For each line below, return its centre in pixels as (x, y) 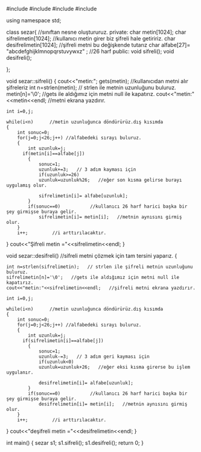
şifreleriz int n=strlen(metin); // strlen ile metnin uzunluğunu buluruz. (91, 88)
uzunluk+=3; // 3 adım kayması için (87, 170)
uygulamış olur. (27, 185)
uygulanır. (20, 372)
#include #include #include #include (52, 9)
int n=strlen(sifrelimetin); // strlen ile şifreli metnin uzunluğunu (100, 267)
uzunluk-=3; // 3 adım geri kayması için (94, 357)
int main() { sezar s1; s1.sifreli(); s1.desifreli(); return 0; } (75, 443)
